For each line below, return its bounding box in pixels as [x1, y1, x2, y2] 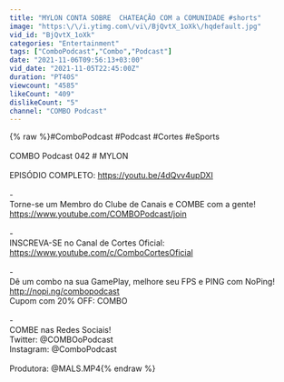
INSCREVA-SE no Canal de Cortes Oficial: [9, 237, 165, 248]
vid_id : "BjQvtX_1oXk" [9, 30, 95, 39]
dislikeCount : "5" [9, 97, 79, 107]
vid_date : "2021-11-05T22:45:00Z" [9, 65, 141, 74]
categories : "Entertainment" [9, 38, 120, 48]
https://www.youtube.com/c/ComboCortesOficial [9, 247, 193, 258]
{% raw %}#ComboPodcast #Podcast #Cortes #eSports [9, 131, 220, 142]
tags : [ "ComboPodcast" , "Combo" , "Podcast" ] [9, 47, 172, 56]
